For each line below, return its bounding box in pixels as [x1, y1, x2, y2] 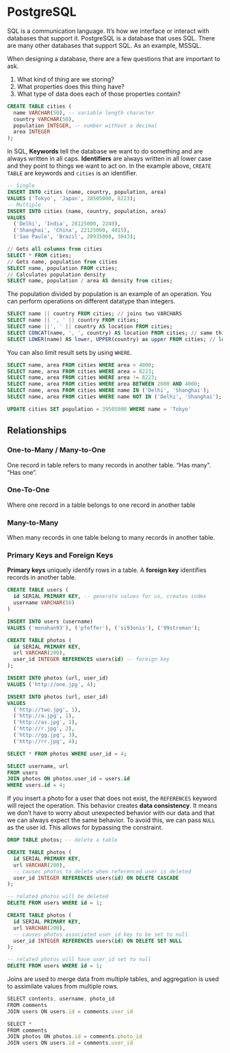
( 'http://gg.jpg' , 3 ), [13, 732, 78, 739]
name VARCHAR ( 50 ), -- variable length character [13, 109, 155, 116]
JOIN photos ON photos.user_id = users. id [7, 776, 130, 782]
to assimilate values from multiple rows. [7, 982, 119, 991]
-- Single [7, 182, 36, 189]
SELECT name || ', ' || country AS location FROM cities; [7, 323, 173, 330]
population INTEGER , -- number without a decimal [13, 122, 157, 129]
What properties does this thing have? [16, 82, 125, 90]
